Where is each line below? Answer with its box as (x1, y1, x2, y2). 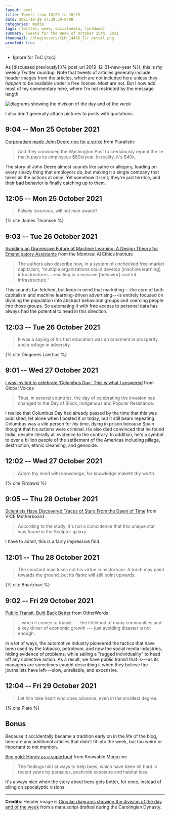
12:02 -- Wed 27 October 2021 (5, 457, 102, 465)
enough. (17, 630, 35, 636)
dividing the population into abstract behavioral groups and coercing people (5, 297, 163, 304)
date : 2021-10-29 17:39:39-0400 (5, 17, 73, 22)
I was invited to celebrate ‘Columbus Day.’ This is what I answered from (5, 379, 154, 385)
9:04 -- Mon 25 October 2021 (5, 125, 100, 134)
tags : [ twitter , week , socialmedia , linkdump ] (5, 26, 105, 31)
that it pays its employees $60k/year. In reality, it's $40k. (17, 154, 136, 160)
